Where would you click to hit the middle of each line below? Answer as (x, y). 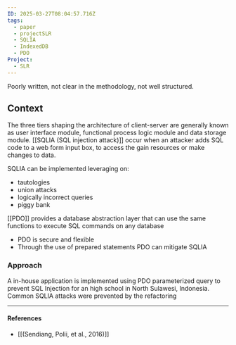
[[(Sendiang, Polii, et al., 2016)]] (63, 334)
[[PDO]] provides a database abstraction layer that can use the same (106, 218)
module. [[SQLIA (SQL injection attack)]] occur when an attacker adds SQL (116, 140)
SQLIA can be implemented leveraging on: (68, 169)
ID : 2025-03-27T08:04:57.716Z (52, 14)
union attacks (37, 190)
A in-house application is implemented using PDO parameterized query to (114, 281)
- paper (25, 27)
